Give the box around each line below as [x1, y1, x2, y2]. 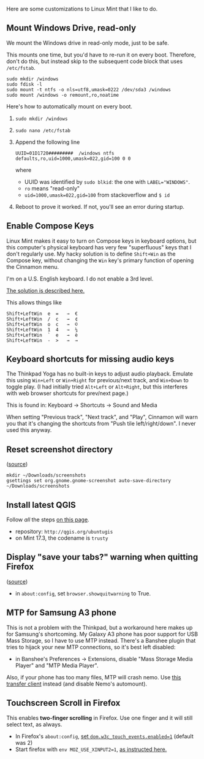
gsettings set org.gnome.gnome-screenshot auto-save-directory [6, 478, 172, 484]
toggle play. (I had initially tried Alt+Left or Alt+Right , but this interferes [6, 383, 188, 391]
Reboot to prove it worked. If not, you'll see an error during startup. [15, 203, 185, 210]
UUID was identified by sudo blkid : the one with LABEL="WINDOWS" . [24, 178, 190, 186]
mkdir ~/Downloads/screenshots [6, 472, 86, 478]
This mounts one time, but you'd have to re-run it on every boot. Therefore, [6, 51, 196, 58]
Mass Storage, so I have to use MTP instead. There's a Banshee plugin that [6, 636, 196, 644]
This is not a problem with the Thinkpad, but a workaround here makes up [6, 624, 193, 631]
